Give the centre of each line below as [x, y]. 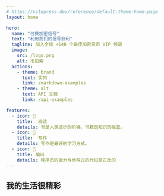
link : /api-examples [47, 100]
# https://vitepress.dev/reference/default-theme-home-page [82, 12]
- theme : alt [33, 89]
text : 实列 [34, 78]
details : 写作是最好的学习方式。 [53, 144]
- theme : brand [36, 72]
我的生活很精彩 [34, 186]
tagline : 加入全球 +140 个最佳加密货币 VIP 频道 [67, 45]
